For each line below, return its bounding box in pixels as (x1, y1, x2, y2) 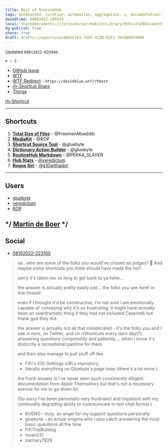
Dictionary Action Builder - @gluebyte (12, 146, 93, 152)
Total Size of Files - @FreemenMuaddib (12, 130, 95, 136)
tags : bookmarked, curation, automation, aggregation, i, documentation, (5, 12, 162, 17)
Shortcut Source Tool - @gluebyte (12, 141, 84, 147)
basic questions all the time (24, 421, 81, 427)
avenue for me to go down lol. (17, 386, 79, 392)
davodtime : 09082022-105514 (5, 16, 64, 21)
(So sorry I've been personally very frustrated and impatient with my (17, 396, 158, 402)
